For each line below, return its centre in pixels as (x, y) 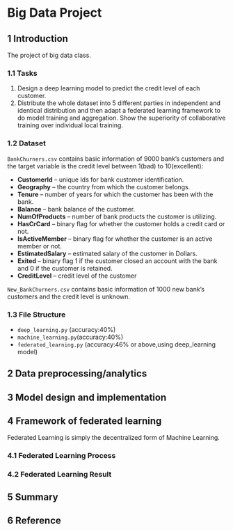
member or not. (40, 246)
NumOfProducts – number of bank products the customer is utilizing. (117, 216)
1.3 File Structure (37, 315)
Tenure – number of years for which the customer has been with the (115, 194)
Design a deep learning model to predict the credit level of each (109, 88)
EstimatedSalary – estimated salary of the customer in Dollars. (107, 253)
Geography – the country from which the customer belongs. (104, 187)
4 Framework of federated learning (85, 421)
